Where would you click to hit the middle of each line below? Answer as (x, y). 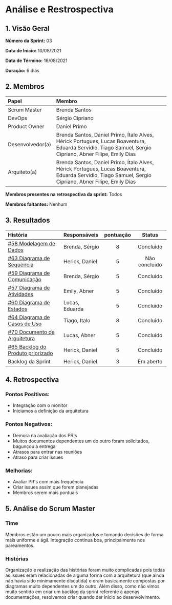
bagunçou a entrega (34, 446)
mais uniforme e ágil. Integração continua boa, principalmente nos (75, 540)
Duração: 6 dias (23, 71)
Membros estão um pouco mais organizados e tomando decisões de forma (84, 534)
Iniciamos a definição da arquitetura (50, 411)
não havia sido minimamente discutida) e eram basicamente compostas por (85, 580)
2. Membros (25, 86)
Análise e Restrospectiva (59, 9)
